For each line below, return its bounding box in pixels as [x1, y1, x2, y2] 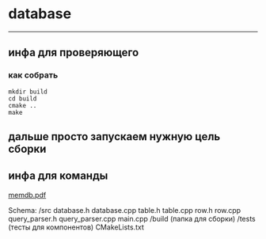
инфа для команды [8, 169, 108, 183]
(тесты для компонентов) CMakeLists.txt [8, 222, 145, 232]
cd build [8, 94, 37, 103]
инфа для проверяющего [8, 46, 139, 59]
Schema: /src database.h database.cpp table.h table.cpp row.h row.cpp [8, 205, 241, 214]
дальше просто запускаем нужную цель [8, 130, 221, 143]
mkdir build [8, 88, 47, 96]
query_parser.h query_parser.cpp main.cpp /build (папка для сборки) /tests [8, 214, 256, 223]
